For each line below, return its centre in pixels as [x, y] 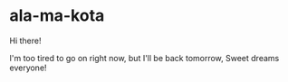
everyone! [28, 68]
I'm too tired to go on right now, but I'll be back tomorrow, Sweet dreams [144, 58]
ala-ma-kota [57, 16]
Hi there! [25, 41]
